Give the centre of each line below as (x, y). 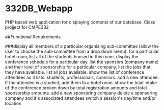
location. (14, 103)
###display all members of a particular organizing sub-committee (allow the (82, 46)
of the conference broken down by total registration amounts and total (76, 88)
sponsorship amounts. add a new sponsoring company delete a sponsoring (82, 93)
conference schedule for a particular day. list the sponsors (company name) (82, 62)
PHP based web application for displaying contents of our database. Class (80, 22)
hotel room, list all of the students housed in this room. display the (72, 56)
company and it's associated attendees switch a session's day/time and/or (81, 98)
